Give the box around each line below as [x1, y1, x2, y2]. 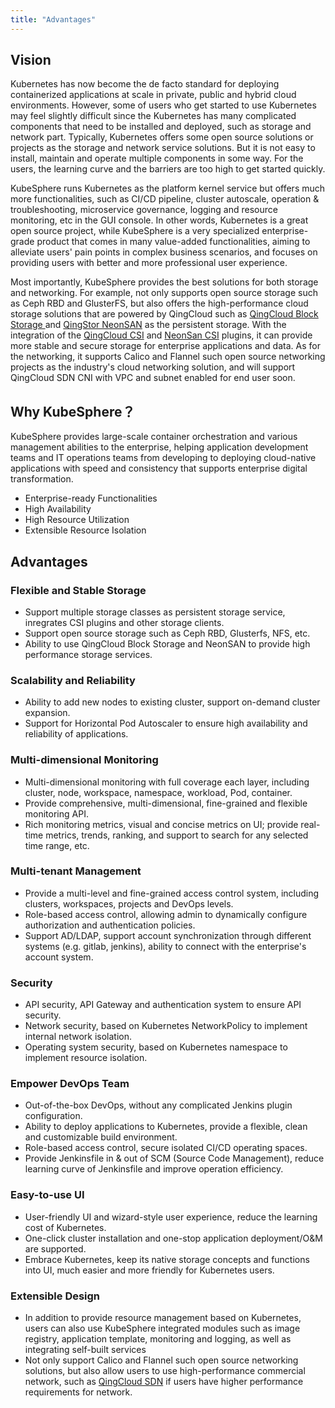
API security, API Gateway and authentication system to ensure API [24, 999, 302, 1011]
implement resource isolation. [24, 1052, 148, 1064]
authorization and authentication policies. [24, 919, 196, 931]
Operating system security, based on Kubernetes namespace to [24, 1041, 288, 1053]
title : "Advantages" [10, 14, 97, 25]
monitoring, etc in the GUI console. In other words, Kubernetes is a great [10, 214, 309, 226]
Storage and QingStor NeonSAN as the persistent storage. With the [10, 319, 287, 331]
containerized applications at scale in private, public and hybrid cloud [10, 89, 297, 101]
